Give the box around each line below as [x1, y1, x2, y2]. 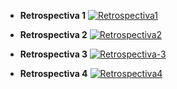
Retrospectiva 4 [19, 68, 88, 79]
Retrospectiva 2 [19, 29, 88, 40]
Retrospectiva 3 [19, 48, 88, 60]
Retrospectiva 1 [19, 10, 87, 21]
